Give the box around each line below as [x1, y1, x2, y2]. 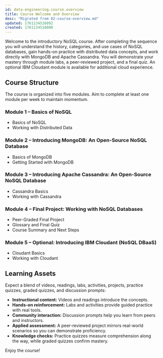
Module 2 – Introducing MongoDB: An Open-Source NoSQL [5, 137, 147, 144]
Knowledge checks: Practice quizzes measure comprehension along [12, 333, 151, 339]
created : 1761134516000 [5, 25, 54, 30]
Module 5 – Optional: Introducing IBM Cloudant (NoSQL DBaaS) [5, 239, 157, 246]
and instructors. [12, 318, 44, 324]
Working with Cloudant [12, 256, 58, 261]
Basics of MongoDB [12, 154, 52, 160]
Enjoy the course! [5, 348, 40, 354]
